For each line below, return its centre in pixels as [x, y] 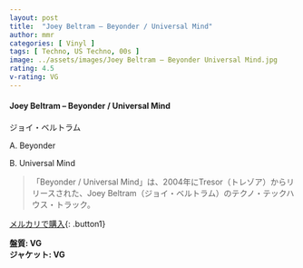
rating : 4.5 [32, 69]
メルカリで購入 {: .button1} [58, 223]
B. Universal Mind [42, 163]
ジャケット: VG [37, 254]
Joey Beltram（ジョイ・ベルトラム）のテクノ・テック [187, 193]
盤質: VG [26, 243]
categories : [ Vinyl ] [52, 43]
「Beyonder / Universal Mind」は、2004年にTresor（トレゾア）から [159, 182]
